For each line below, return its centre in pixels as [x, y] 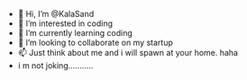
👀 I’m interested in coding [65, 23]
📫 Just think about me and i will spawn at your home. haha [128, 53]
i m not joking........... [55, 66]
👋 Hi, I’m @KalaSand [56, 14]
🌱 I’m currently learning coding [75, 33]
